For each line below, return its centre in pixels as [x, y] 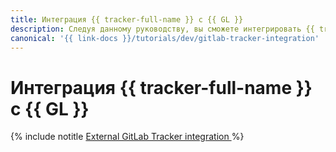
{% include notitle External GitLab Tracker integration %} [127, 137]
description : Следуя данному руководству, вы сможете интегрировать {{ [162, 29]
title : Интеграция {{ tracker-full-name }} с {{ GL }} [127, 19]
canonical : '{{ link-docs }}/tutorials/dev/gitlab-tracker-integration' [165, 38]
